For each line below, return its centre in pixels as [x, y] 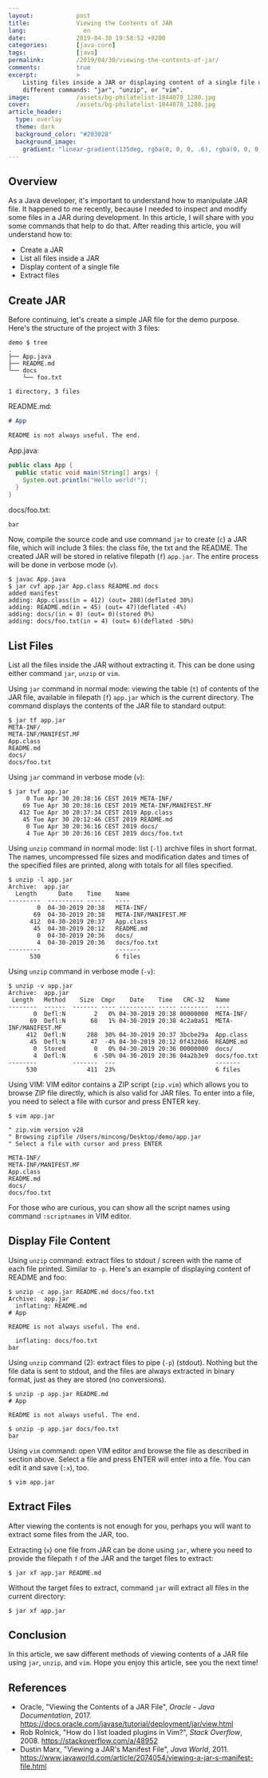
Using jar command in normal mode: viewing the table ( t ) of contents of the [134, 688]
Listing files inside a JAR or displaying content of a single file [139, 82]
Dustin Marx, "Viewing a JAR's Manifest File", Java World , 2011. [124, 1749]
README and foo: [37, 1277]
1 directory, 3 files [44, 391]
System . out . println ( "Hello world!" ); [85, 480]
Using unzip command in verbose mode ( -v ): [82, 971]
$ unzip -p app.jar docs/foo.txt [64, 1429]
